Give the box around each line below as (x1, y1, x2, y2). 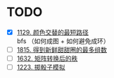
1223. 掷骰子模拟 (16, 63, 65, 72)
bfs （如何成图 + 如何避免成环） (16, 37, 110, 45)
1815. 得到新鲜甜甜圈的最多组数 (16, 46, 107, 54)
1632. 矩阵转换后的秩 (16, 54, 78, 63)
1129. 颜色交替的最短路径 (16, 28, 89, 36)
